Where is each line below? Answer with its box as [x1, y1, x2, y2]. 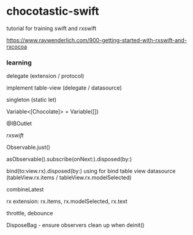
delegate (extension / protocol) [6, 72, 85, 80]
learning [6, 58, 32, 67]
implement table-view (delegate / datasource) [6, 84, 122, 91]
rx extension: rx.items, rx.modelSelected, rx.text [6, 198, 127, 205]
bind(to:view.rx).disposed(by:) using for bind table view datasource [6, 168, 176, 175]
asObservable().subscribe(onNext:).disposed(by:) [6, 155, 132, 163]
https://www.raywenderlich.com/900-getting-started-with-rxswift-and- [6, 36, 187, 44]
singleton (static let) [6, 96, 57, 104]
